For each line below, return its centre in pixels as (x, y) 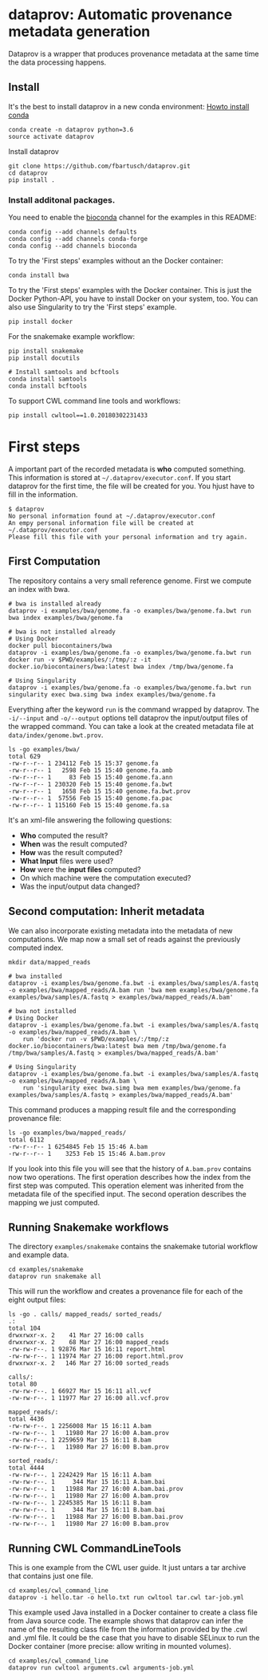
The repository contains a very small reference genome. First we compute (130, 581)
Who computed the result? (64, 835)
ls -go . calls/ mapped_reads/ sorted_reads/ (85, 1315)
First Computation (55, 561)
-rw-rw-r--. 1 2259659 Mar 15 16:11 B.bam (80, 1440)
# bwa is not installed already (62, 632)
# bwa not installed (43, 1011)
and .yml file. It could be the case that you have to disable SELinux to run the (134, 1638)
